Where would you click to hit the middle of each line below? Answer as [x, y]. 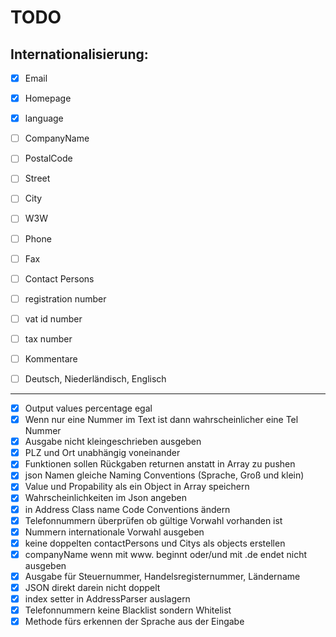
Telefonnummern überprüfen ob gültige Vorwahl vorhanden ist [153, 520]
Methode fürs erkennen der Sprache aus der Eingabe [134, 622]
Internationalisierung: [79, 54]
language [44, 118]
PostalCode [48, 158]
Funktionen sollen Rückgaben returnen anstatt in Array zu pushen [160, 464]
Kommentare [51, 358]
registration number [65, 298]
